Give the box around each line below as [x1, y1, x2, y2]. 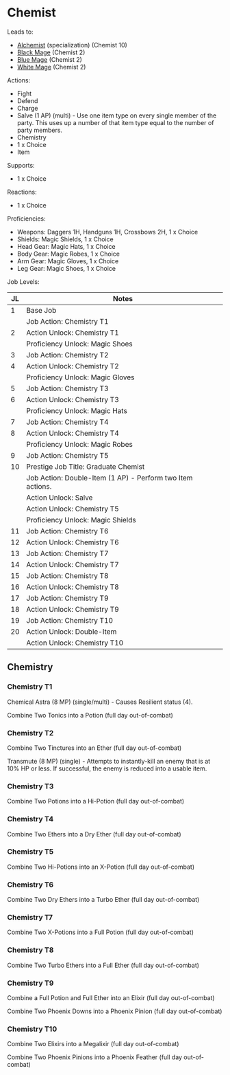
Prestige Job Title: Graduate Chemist [26, 462, 145, 472]
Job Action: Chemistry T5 [26, 450, 109, 460]
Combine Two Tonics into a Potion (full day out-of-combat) [7, 711, 173, 719]
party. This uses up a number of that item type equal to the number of [16, 118, 214, 126]
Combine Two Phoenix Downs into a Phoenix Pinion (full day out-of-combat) [7, 1007, 222, 1015]
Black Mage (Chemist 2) [16, 48, 86, 56]
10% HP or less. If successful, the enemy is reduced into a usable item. [7, 764, 207, 773]
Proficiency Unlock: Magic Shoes [26, 339, 133, 348]
